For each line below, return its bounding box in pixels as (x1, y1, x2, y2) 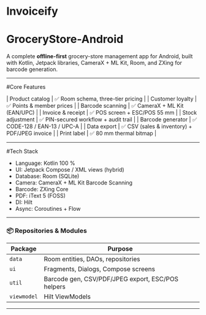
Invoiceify (6, 4, 58, 18)
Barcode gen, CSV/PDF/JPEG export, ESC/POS (44, 275, 179, 283)
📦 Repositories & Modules (6, 227, 87, 235)
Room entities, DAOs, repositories (44, 255, 140, 264)
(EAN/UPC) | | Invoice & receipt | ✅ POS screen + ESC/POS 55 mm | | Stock (6, 109, 197, 116)
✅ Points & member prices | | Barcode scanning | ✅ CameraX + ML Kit (6, 102, 184, 110)
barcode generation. (6, 66, 58, 73)
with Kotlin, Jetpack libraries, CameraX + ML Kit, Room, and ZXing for (6, 59, 183, 67)
